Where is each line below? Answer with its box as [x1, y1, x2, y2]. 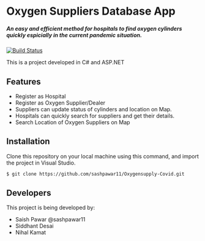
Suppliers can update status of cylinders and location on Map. [15, 105, 173, 113]
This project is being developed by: [6, 204, 95, 212]
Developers [6, 188, 51, 198]
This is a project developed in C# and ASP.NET [6, 59, 125, 66]
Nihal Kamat [15, 229, 47, 236]
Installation [6, 136, 50, 147]
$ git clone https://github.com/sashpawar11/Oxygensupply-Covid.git [6, 171, 185, 177]
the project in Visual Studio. [6, 159, 76, 166]
